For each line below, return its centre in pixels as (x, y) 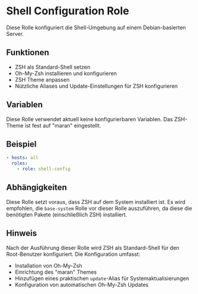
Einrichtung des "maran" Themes (56, 272)
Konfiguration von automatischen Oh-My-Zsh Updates (82, 284)
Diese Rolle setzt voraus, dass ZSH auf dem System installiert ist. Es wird (96, 202)
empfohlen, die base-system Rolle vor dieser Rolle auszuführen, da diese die (99, 208)
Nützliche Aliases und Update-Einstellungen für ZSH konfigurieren (96, 86)
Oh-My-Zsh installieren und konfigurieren (66, 73)
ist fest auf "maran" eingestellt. (63, 125)
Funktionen (28, 53)
